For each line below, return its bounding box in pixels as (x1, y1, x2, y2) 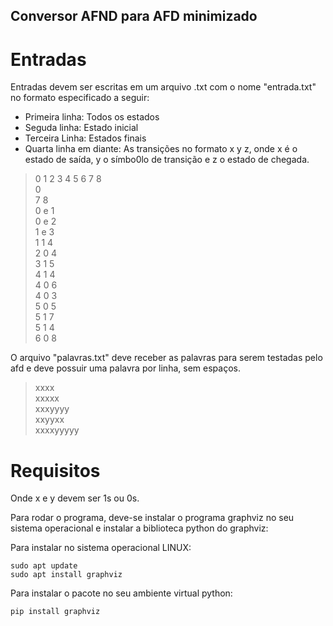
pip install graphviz (10, 607, 101, 617)
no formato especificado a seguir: (10, 92, 150, 104)
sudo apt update (10, 561, 78, 571)
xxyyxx (34, 414, 65, 426)
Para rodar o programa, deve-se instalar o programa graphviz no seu (10, 512, 295, 524)
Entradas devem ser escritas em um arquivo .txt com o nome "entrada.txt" (10, 81, 317, 93)
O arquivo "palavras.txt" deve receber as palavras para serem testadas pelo (10, 352, 323, 364)
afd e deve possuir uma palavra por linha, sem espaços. (10, 362, 241, 374)
